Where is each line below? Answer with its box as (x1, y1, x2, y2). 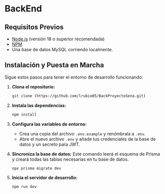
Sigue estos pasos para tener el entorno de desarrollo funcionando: (4, 74, 144, 80)
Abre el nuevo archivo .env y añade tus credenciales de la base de (19, 136, 156, 142)
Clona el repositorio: (11, 84, 55, 90)
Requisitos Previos (4, 23, 64, 31)
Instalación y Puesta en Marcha (4, 61, 104, 70)
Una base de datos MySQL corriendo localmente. (11, 47, 113, 52)
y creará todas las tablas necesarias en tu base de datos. (11, 156, 129, 162)
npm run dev (11, 185, 37, 190)
